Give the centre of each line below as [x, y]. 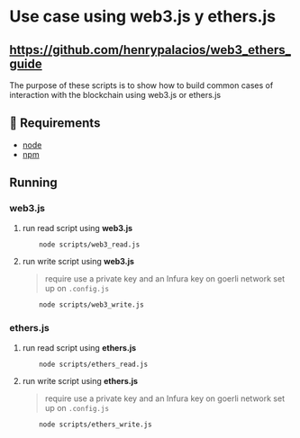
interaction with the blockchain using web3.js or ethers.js [115, 95]
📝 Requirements [55, 123]
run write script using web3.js [78, 262]
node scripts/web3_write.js [91, 305]
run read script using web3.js [77, 228]
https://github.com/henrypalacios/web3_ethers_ [150, 50]
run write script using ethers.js [80, 381]
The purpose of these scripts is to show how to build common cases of [141, 85]
